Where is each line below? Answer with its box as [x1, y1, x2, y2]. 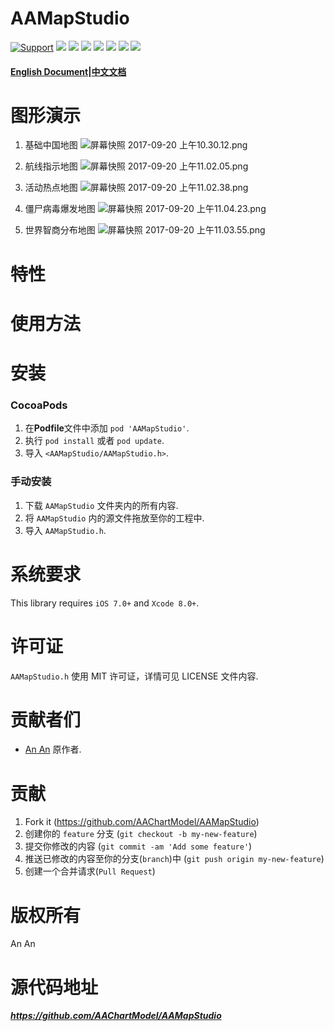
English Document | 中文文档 [10, 65, 127, 77]
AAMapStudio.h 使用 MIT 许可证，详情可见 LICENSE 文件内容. [10, 670, 259, 682]
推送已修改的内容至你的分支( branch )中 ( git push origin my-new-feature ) [24, 853, 325, 865]
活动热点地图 [24, 182, 78, 194]
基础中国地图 [24, 139, 78, 151]
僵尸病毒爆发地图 [24, 203, 96, 215]
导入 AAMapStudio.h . [24, 524, 107, 536]
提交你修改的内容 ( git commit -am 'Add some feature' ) [24, 840, 253, 852]
